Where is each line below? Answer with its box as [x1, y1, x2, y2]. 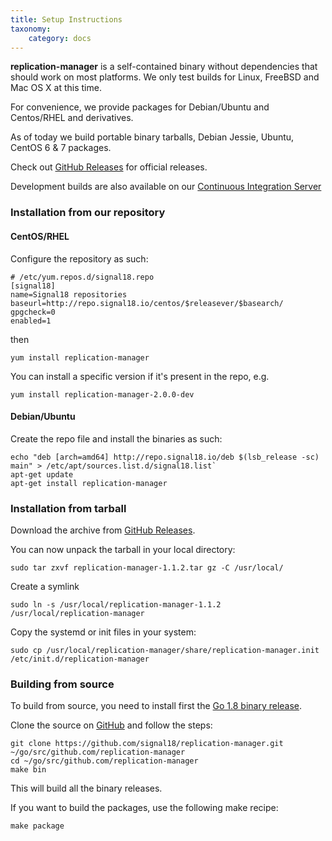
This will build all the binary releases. [10, 782, 163, 795]
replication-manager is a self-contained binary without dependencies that [10, 61, 318, 73]
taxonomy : [10, 24, 52, 34]
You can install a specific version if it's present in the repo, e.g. [10, 370, 270, 382]
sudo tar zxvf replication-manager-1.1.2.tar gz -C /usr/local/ [10, 563, 284, 573]
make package [10, 821, 65, 831]
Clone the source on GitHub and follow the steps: [10, 719, 213, 731]
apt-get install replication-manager [10, 478, 168, 488]
